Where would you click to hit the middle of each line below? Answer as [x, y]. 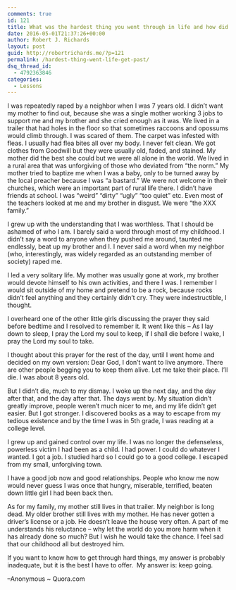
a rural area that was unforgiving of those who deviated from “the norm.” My [118, 165]
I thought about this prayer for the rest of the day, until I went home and [111, 355]
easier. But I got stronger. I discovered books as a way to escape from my [114, 413]
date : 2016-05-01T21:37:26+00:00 [56, 33]
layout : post [26, 46]
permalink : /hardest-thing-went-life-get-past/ [79, 60]
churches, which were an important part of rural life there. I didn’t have [110, 188]
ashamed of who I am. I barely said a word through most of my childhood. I [116, 232]
